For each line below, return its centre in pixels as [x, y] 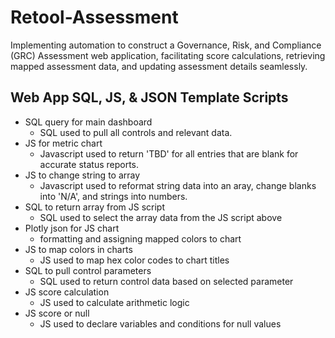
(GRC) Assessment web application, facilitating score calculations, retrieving [168, 55]
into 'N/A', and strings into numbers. [113, 196]
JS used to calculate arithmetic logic [114, 302]
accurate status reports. [89, 164]
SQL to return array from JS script [95, 207]
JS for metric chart [63, 143]
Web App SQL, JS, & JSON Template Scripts [149, 97]
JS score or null [57, 313]
